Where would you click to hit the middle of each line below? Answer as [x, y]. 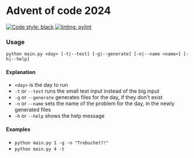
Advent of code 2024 [59, 11]
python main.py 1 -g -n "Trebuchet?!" [61, 143]
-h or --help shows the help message [59, 116]
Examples [18, 129]
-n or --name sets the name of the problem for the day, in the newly [94, 104]
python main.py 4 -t [39, 149]
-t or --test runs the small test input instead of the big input [87, 91]
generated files [33, 110]
